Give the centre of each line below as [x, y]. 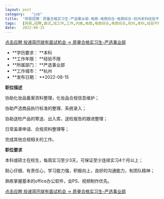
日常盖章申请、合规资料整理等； [37, 129]
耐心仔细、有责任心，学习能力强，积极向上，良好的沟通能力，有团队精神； [80, 171]
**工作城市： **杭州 [32, 71]
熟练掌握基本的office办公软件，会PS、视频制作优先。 [59, 181]
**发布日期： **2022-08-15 [41, 77]
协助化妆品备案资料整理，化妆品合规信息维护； [52, 98]
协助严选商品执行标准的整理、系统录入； [46, 109]
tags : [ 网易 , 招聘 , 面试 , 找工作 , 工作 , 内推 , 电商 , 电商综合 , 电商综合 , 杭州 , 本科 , [76, 23]
